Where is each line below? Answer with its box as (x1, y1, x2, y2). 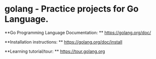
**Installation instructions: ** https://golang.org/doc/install (4, 39, 123, 44)
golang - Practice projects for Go (4, 3, 139, 15)
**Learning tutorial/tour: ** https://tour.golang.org (4, 48, 105, 54)
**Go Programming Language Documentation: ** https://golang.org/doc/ (4, 29, 151, 35)
